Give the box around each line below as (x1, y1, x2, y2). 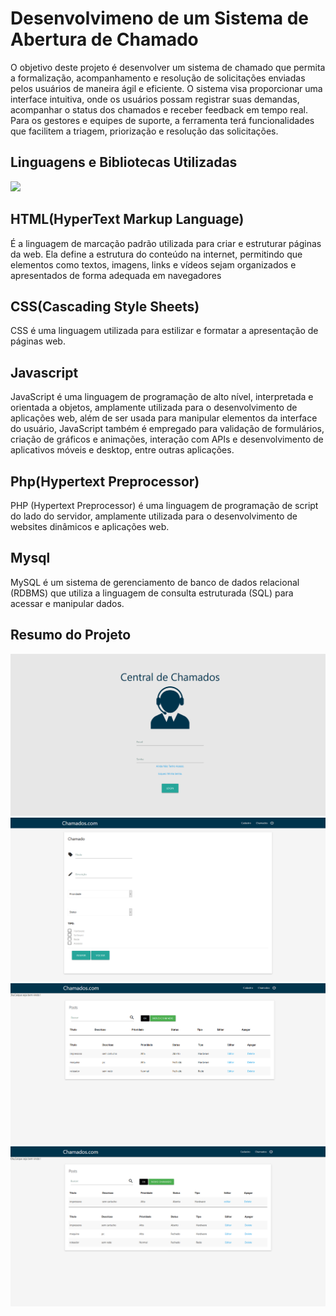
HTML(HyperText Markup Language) (10, 211, 245, 228)
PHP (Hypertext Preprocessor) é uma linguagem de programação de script (10, 500, 319, 511)
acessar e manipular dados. (10, 597, 125, 609)
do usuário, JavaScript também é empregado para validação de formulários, (10, 423, 325, 435)
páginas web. (10, 335, 66, 347)
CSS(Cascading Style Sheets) (10, 298, 200, 315)
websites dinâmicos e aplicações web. (10, 521, 170, 532)
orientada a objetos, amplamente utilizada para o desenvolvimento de (10, 402, 298, 414)
